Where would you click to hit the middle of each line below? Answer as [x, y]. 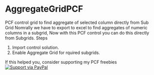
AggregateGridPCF [44, 9]
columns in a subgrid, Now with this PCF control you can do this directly [77, 33]
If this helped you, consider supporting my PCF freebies [61, 62]
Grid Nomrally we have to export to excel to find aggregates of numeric [76, 27]
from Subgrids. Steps [26, 38]
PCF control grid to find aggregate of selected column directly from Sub [77, 22]
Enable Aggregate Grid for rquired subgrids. [56, 53]
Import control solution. [35, 47]
